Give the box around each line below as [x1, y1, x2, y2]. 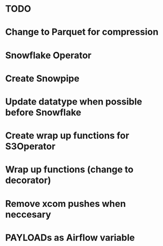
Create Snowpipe [5, 73, 79, 84]
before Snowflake [5, 107, 81, 118]
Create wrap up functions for [5, 130, 130, 142]
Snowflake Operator [5, 49, 92, 61]
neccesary [5, 208, 52, 220]
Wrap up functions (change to [5, 164, 134, 175]
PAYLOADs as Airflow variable [5, 232, 135, 243]
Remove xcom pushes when [5, 198, 126, 209]
